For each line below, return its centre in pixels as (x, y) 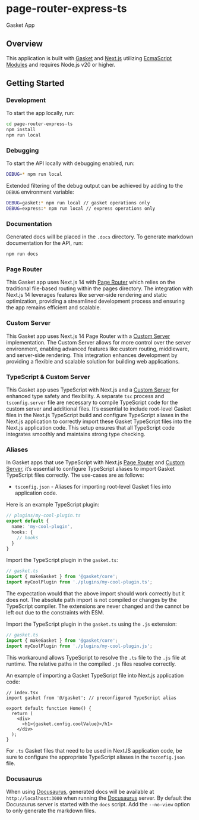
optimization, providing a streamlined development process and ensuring (96, 301)
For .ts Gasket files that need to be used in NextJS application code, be (94, 750)
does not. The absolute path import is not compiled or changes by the (91, 600)
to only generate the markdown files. (51, 811)
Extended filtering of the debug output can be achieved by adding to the (94, 186)
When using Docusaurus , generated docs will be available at (80, 792)
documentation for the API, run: (45, 243)
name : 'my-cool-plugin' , (42, 527)
